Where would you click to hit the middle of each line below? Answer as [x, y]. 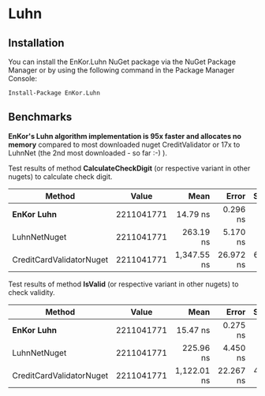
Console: [23, 78]
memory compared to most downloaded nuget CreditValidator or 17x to [124, 144]
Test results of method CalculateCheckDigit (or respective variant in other [129, 168]
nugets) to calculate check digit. [60, 176]
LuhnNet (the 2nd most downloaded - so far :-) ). [88, 153]
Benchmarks [40, 117]
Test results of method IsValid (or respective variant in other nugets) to [123, 284]
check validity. [32, 292]
